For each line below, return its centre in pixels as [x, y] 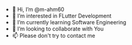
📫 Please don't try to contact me [54, 36]
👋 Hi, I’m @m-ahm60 [38, 9]
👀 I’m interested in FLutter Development [62, 16]
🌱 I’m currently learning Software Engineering [69, 22]
